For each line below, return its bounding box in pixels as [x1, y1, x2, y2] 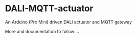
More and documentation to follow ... [5, 28, 80, 34]
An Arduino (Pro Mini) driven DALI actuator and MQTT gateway [5, 19, 132, 25]
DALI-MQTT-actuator [5, 3, 93, 14]
